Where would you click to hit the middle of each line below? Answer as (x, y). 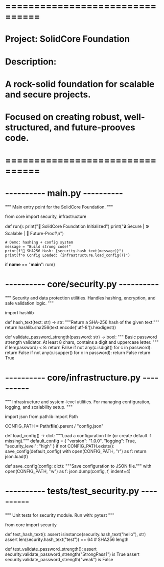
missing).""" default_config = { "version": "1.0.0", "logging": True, (70, 441)
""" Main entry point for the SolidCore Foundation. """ (59, 207)
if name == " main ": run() (30, 265)
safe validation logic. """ (29, 303)
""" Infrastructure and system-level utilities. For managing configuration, (78, 402)
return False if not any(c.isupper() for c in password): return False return (78, 353)
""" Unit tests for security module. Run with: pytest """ (60, 515)
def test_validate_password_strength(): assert (51, 549)
